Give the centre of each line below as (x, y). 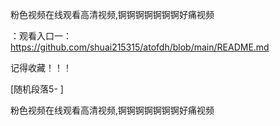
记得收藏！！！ (41, 67)
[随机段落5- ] (37, 89)
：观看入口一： (41, 36)
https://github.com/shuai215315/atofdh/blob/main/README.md (140, 47)
